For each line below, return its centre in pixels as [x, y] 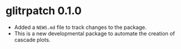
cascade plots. [32, 40]
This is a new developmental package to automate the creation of [94, 33]
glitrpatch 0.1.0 [43, 11]
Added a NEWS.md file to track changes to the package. [80, 27]
